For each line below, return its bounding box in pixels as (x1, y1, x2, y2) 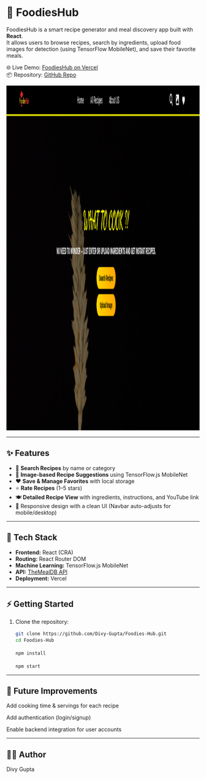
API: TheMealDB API (15, 568, 68, 576)
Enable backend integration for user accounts (6, 726, 122, 733)
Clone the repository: (15, 618, 69, 626)
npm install (15, 650, 46, 656)
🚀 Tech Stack (6, 533, 58, 543)
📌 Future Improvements (6, 686, 98, 696)
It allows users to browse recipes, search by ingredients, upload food (6, 39, 181, 46)
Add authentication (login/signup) (6, 714, 91, 721)
